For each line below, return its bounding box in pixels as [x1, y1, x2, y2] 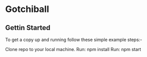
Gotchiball [5, 3, 49, 15]
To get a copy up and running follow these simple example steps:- [5, 36, 142, 42]
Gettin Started [5, 23, 51, 32]
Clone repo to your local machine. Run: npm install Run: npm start [5, 46, 141, 52]
